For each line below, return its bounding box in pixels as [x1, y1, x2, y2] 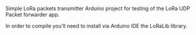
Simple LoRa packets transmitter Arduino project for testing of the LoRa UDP [5, 5, 190, 12]
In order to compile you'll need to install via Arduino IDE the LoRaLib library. [5, 23, 188, 29]
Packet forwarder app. [5, 11, 60, 18]
